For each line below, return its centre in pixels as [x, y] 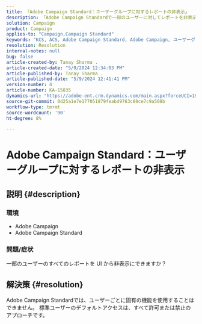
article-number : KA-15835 [38, 90]
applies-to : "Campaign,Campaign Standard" [60, 34]
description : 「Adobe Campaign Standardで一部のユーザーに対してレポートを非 [97, 17]
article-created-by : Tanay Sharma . [52, 62]
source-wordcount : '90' [36, 113]
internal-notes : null [33, 51]
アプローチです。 [27, 315]
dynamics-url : [24, 96]
